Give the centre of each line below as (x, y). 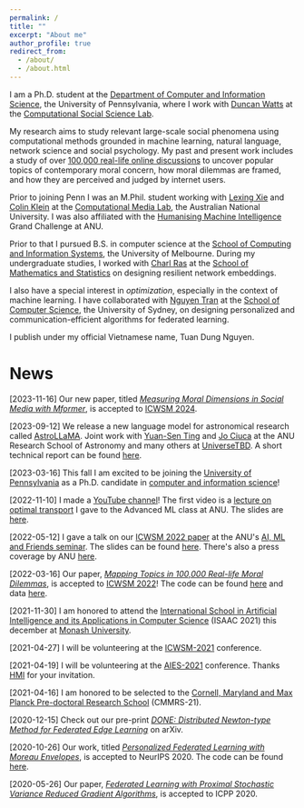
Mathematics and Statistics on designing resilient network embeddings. (143, 273)
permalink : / (34, 18)
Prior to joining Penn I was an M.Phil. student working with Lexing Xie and (147, 197)
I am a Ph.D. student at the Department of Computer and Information (137, 94)
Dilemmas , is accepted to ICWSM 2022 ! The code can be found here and (147, 584)
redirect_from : (38, 52)
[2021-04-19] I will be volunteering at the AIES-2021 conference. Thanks (145, 665)
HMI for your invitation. (52, 674)
